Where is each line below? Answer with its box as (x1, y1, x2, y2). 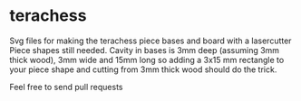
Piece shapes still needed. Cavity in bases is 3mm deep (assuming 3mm (9, 44, 279, 55)
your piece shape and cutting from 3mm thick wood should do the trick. (9, 64, 277, 75)
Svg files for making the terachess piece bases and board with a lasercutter (9, 35, 292, 46)
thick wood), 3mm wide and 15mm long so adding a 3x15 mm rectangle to (9, 54, 285, 65)
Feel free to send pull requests (9, 81, 123, 92)
